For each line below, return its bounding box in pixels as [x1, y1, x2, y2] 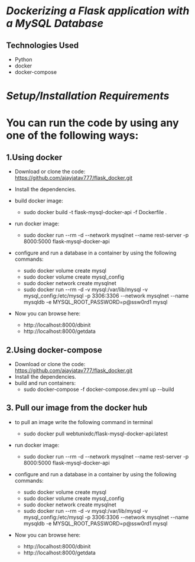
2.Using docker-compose [6, 345, 102, 355]
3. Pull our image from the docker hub [6, 403, 148, 413]
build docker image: [14, 197, 63, 205]
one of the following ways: [6, 129, 139, 143]
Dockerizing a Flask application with [6, 4, 190, 18]
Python [14, 56, 32, 63]
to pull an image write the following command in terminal [14, 418, 153, 425]
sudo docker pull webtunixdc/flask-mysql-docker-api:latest [23, 430, 168, 437]
